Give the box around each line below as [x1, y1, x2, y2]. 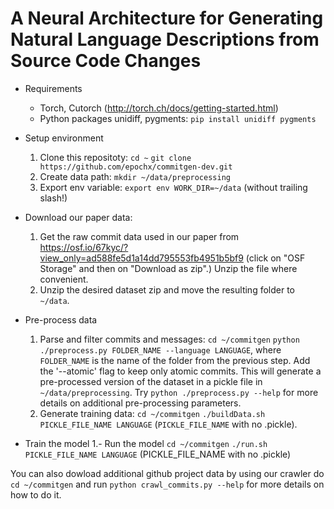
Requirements [24, 82, 83, 94]
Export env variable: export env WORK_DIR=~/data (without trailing [39, 181, 308, 193]
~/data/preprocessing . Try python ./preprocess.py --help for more [39, 386, 319, 398]
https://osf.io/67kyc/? [39, 241, 129, 253]
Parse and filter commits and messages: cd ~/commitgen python [39, 333, 300, 345]
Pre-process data [24, 313, 98, 326]
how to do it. [10, 488, 62, 501]
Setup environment [24, 132, 104, 144]
